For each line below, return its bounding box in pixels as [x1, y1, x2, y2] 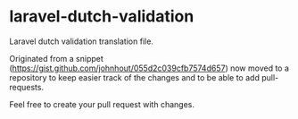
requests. [9, 81, 45, 92]
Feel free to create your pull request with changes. [9, 98, 195, 109]
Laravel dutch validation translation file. [9, 36, 154, 47]
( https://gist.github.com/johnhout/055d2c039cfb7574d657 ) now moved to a [9, 63, 290, 73]
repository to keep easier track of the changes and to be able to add [9, 72, 261, 82]
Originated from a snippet [9, 53, 104, 64]
